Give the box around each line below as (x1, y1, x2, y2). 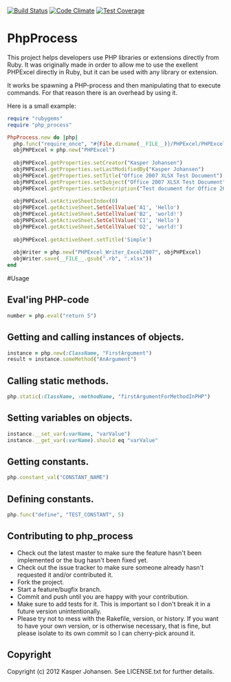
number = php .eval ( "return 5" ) (7, 312, 97, 319)
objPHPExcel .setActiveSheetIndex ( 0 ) (13, 198, 118, 205)
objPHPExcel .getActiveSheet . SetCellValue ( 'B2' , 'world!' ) (13, 210, 184, 218)
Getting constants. (7, 456, 89, 467)
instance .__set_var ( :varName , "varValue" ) (7, 430, 131, 437)
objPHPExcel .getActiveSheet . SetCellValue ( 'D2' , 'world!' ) (13, 223, 184, 230)
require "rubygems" (7, 115, 63, 122)
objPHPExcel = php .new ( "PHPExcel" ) (13, 146, 115, 154)
